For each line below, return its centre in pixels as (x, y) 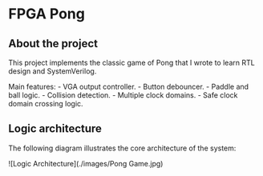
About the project (53, 44)
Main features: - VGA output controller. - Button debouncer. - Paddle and (129, 86)
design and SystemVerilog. (53, 71)
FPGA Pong (47, 14)
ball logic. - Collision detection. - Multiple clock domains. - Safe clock (123, 95)
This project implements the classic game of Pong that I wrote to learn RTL (131, 62)
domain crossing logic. (46, 104)
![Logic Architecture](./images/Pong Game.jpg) (86, 163)
